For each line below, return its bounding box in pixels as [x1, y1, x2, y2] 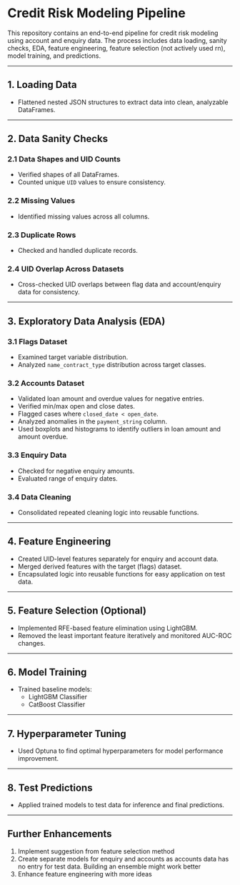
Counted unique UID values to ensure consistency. [17, 178, 166, 186]
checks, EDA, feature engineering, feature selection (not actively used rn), [7, 44, 226, 52]
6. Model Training [7, 666, 87, 678]
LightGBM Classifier [28, 693, 88, 701]
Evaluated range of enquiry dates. [17, 474, 118, 483]
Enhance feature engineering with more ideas [17, 869, 152, 878]
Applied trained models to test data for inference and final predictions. [17, 800, 225, 809]
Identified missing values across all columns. [17, 212, 150, 221]
